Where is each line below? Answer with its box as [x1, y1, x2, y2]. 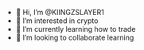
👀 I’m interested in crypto [15, 16, 99, 25]
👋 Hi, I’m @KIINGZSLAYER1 [15, 8, 105, 17]
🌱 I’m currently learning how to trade [15, 25, 136, 33]
